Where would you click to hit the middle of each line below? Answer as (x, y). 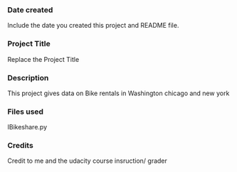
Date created (30, 10)
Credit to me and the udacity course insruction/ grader (87, 161)
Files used (26, 112)
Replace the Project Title (43, 59)
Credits (20, 146)
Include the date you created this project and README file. (93, 26)
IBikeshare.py (27, 127)
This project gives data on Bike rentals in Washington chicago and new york (118, 93)
